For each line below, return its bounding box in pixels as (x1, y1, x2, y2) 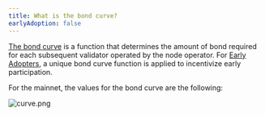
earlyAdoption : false (8, 19, 82, 27)
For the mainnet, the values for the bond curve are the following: (8, 82, 224, 93)
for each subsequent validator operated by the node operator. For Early (8, 50, 246, 60)
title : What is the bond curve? (8, 11, 118, 20)
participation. (8, 67, 53, 77)
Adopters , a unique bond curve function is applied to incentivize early (8, 58, 241, 68)
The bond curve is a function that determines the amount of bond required (8, 41, 257, 51)
